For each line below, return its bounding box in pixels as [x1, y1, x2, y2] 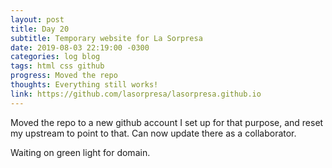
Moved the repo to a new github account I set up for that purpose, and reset [10, 116, 324, 128]
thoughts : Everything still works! [10, 80, 159, 90]
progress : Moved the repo [10, 71, 118, 81]
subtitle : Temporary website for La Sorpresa [10, 33, 203, 43]
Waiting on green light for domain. [10, 146, 151, 158]
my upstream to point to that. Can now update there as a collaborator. [10, 127, 297, 139]
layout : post [10, 14, 65, 25]
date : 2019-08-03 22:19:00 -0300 [10, 42, 150, 53]
